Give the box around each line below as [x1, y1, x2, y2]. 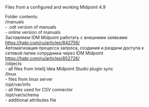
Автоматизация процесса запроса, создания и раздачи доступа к [5, 45, 144, 51]
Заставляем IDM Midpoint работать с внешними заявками [5, 34, 128, 40]
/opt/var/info [5, 81, 31, 87]
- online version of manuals [5, 29, 61, 35]
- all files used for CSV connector [5, 87, 73, 92]
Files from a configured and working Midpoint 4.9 [5, 4, 106, 10]
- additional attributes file [5, 97, 57, 103]
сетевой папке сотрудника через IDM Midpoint [5, 50, 104, 56]
